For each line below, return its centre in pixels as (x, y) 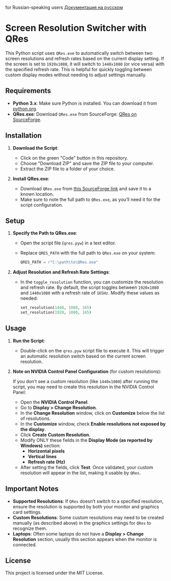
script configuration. (42, 205)
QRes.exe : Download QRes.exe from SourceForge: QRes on (75, 114)
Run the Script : (29, 341)
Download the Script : (35, 148)
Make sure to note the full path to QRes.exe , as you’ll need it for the (90, 199)
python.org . (25, 108)
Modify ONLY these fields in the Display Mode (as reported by (87, 440)
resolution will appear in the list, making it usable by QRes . (81, 473)
